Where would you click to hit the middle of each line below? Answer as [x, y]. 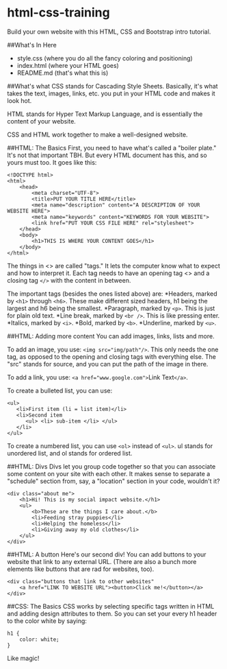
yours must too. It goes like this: [52, 162]
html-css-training [59, 13]
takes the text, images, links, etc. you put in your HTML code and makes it [111, 93]
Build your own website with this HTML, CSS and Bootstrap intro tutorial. [109, 32]
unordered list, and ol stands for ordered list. [70, 453]
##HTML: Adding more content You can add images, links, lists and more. [111, 336]
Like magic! [23, 658]
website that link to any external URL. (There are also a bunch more [102, 561]
